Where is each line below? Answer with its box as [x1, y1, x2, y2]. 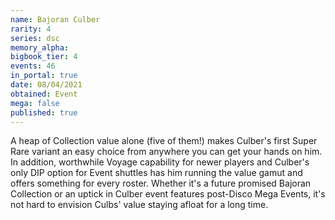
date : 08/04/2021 [10, 80, 83, 90]
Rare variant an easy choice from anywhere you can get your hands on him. [10, 146, 323, 158]
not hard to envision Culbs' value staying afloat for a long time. [10, 199, 269, 211]
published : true [10, 107, 78, 118]
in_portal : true [10, 71, 78, 81]
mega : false [10, 98, 60, 108]
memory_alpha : [10, 42, 70, 53]
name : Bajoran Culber [10, 14, 101, 25]
